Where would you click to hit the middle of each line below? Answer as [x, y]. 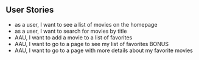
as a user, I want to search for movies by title [71, 31]
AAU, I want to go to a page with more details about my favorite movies [103, 50]
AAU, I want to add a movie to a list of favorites [73, 37]
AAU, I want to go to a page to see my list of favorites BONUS [91, 44]
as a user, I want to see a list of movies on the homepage [86, 24]
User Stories [30, 10]
